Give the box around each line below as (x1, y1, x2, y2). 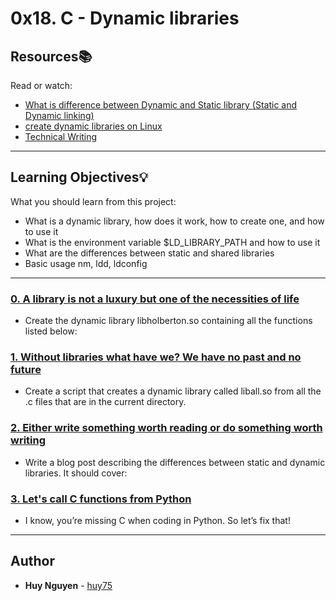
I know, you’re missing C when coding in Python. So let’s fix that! (24, 515, 291, 526)
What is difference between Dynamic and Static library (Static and (24, 99, 298, 111)
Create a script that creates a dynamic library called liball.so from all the (24, 385, 322, 397)
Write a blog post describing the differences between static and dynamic (24, 456, 326, 468)
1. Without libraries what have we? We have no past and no (10, 350, 302, 364)
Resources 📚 (10, 48, 93, 65)
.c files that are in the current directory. (24, 396, 187, 408)
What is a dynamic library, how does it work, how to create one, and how (24, 215, 325, 227)
